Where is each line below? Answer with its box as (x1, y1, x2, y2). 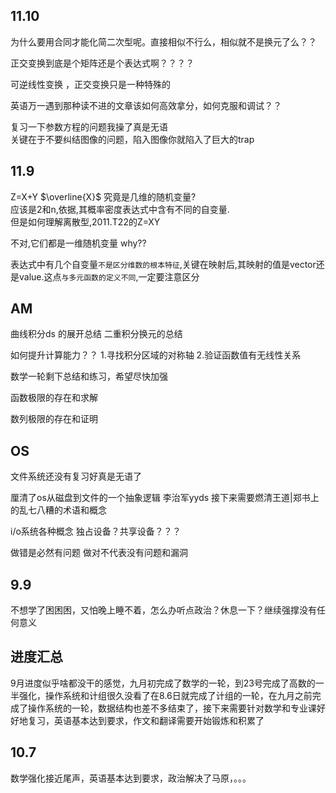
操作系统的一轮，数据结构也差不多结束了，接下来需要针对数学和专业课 (27, 702, 317, 714)
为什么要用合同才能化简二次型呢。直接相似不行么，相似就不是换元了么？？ (10, 35, 317, 48)
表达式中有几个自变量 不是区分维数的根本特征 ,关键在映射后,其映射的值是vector (10, 258, 317, 270)
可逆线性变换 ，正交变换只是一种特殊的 (10, 78, 171, 90)
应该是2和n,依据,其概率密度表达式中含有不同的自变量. (10, 203, 230, 215)
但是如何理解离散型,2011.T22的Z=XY (10, 215, 161, 228)
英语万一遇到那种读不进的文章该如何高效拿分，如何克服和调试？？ (10, 99, 282, 111)
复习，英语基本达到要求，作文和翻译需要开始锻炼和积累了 (27, 714, 265, 726)
